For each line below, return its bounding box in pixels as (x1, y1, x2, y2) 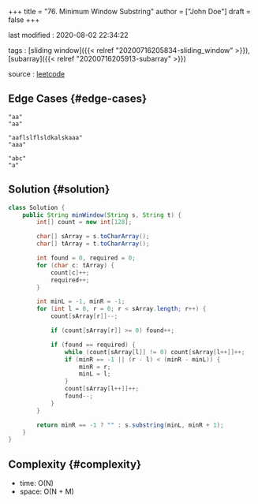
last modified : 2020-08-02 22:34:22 (8, 31, 129, 39)
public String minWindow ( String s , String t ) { (22, 211, 181, 219)
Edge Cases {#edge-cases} (8, 92, 148, 106)
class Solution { (8, 203, 65, 211)
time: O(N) (19, 479, 54, 488)
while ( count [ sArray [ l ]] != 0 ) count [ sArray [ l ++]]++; (64, 348, 245, 356)
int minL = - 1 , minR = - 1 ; (36, 297, 125, 306)
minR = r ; (78, 363, 111, 371)
